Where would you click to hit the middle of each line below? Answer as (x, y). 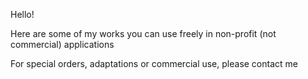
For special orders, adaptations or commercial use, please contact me (154, 63)
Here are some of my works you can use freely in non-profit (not (143, 33)
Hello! (22, 14)
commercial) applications (62, 44)
